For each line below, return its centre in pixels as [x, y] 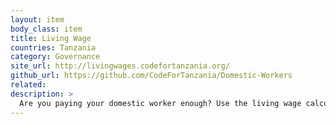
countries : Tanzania [53, 47]
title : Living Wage [51, 38]
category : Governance [55, 57]
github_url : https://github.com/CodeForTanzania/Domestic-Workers [151, 76]
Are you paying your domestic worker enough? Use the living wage [160, 103]
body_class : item [46, 29]
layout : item [37, 19]
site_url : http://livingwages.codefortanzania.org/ [120, 66]
